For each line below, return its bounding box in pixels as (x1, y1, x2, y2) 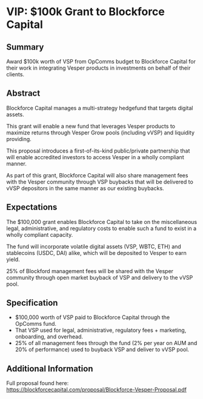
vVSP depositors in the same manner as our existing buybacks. (6, 184, 165, 192)
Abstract (6, 88, 41, 99)
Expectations (6, 202, 58, 213)
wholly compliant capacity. (6, 231, 73, 238)
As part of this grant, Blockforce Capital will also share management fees (6, 171, 188, 179)
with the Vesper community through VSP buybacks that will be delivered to (6, 178, 194, 185)
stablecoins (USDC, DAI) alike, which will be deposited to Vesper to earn (6, 249, 187, 256)
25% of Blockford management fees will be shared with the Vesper (6, 267, 174, 274)
